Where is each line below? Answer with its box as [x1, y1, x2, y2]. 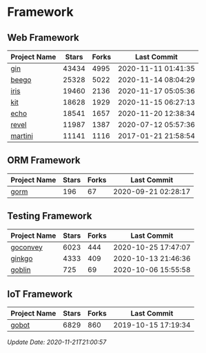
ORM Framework [7, 155, 81, 166]
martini [10, 131, 33, 140]
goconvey [10, 242, 43, 252]
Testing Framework [7, 210, 92, 222]
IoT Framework [7, 288, 73, 300]
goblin [10, 265, 31, 274]
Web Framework [7, 32, 79, 44]
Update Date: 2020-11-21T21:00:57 [7, 338, 107, 346]
